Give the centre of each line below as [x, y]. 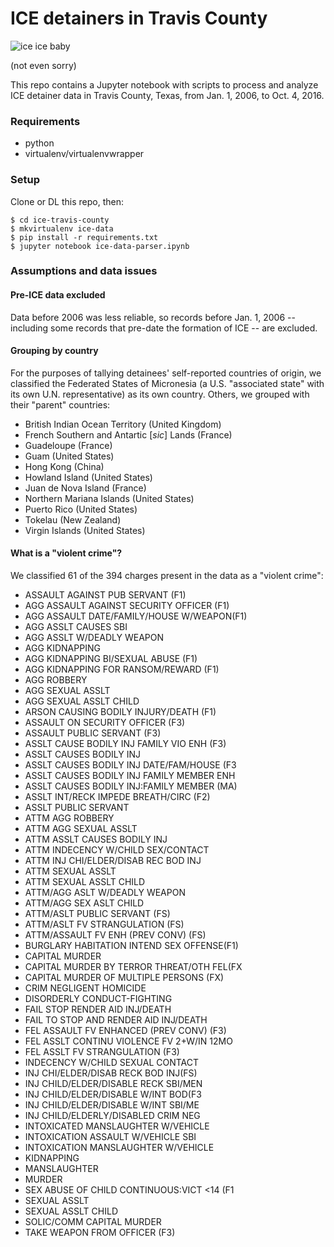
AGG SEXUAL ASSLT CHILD [82, 701]
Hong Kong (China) [64, 466]
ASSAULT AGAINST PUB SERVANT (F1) [105, 595]
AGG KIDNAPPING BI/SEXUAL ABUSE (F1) [111, 659]
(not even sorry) [43, 65]
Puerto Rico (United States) [81, 509]
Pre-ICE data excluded [58, 295]
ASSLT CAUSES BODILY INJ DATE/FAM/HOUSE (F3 [130, 765]
